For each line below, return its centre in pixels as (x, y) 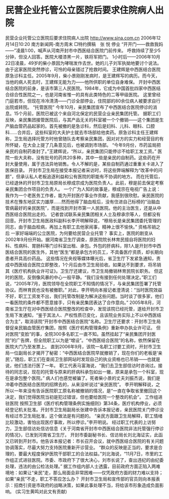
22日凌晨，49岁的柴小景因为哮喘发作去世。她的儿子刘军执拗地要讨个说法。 (83, 63)
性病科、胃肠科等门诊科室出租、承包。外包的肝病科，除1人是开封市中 (85, 245)
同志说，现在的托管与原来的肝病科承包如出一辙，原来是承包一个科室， (87, 371)
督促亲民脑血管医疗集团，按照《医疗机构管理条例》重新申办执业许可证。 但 (83, 328)
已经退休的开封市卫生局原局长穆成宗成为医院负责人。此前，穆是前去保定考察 (84, 182)
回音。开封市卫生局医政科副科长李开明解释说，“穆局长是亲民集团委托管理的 (83, 220)
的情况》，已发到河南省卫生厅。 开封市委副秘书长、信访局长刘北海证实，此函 (84, 434)
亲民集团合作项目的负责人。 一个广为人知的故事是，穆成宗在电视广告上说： (83, 189)
